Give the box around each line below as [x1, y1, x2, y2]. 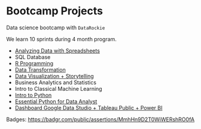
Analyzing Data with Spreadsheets [14, 47, 100, 54]
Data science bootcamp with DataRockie [6, 24, 105, 31]
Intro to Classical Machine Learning [14, 85, 103, 92]
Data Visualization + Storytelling [14, 72, 94, 79]
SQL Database [14, 53, 51, 60]
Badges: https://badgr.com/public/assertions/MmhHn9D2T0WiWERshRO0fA [6, 115, 195, 123]
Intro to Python [14, 91, 52, 99]
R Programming [14, 60, 54, 67]
